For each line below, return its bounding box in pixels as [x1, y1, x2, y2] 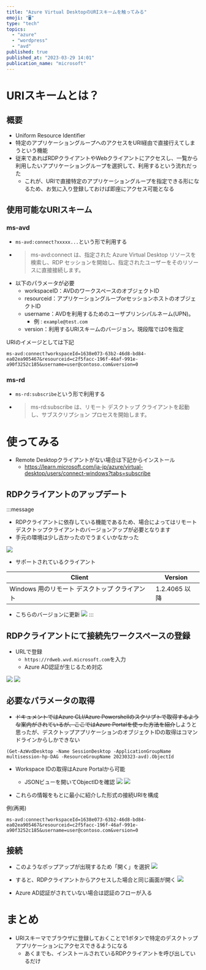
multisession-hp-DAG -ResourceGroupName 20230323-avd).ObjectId [6, 753, 174, 760]
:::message [6, 506, 34, 513]
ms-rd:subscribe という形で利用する [15, 390, 105, 398]
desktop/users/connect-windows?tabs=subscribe [24, 470, 151, 477]
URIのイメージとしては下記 [6, 339, 75, 346]
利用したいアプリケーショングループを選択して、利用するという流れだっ [15, 162, 197, 169]
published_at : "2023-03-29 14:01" [6, 55, 95, 61]
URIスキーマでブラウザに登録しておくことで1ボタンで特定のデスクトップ [15, 934, 198, 942]
